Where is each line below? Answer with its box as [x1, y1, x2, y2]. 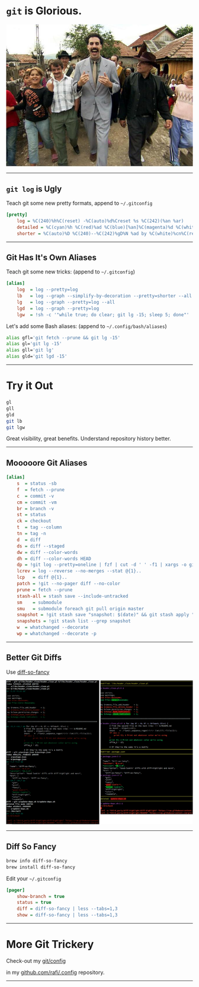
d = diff [17, 537, 41, 543]
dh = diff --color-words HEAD [17, 556, 92, 562]
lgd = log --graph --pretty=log [17, 305, 99, 311]
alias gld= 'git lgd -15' [6, 354, 68, 359]
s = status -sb [17, 480, 57, 487]
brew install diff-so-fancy [6, 864, 76, 870]
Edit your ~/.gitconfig [6, 875, 62, 882]
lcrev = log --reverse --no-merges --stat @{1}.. [17, 568, 142, 574]
